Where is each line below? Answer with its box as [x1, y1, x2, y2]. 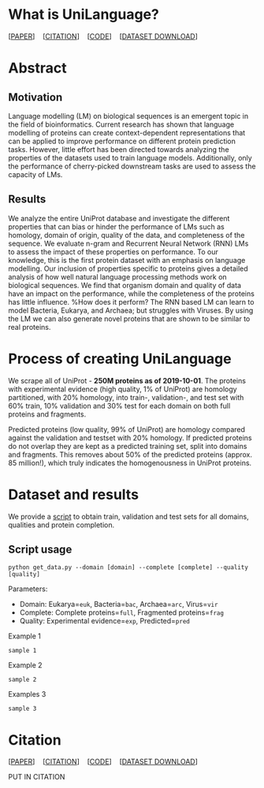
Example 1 [8, 631, 41, 641]
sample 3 [8, 705, 37, 713]
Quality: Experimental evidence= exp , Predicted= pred [19, 616, 191, 626]
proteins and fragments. [8, 409, 87, 419]
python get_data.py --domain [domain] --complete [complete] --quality [8, 564, 248, 572]
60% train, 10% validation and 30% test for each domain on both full [8, 401, 231, 410]
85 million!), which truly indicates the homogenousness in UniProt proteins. [8, 458, 252, 468]
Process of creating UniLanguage [8, 350, 232, 368]
